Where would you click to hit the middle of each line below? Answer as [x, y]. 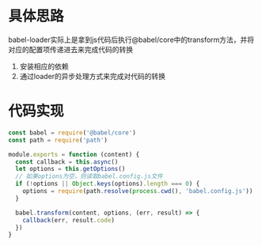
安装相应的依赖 [44, 66]
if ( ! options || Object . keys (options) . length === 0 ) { [108, 184]
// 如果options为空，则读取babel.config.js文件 [89, 176]
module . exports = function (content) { [74, 154]
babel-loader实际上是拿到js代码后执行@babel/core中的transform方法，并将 [131, 40]
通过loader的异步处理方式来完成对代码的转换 [93, 76]
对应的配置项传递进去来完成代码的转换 [70, 49]
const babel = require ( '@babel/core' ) [72, 132]
